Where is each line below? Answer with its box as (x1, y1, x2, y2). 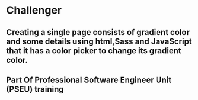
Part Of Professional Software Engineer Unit (6, 75, 172, 85)
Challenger (6, 4, 62, 17)
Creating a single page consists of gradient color (6, 27, 190, 37)
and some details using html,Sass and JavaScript (6, 36, 193, 46)
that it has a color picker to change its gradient (6, 46, 182, 56)
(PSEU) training (6, 84, 64, 94)
